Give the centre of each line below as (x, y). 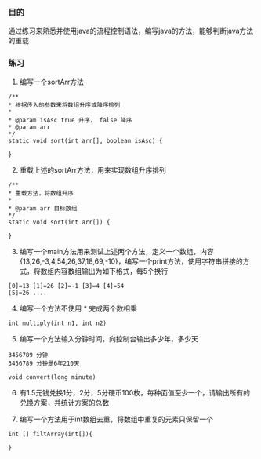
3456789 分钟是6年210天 (44, 363)
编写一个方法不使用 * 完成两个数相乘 (78, 308)
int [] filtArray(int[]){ (50, 434)
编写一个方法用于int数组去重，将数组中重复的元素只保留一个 (116, 419)
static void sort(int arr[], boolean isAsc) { (85, 140)
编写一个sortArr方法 (52, 82)
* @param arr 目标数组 (43, 208)
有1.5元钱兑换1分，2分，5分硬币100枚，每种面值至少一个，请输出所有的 (135, 392)
